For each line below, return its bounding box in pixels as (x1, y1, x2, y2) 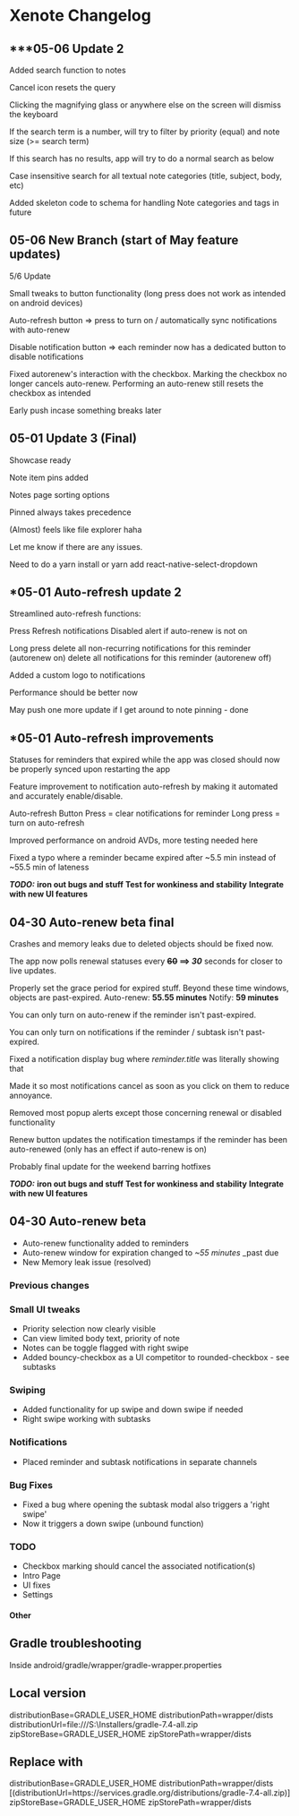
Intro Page (21, 1571, 61, 1581)
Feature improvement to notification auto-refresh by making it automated (9, 781, 278, 792)
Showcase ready (9, 454, 72, 466)
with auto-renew (9, 324, 70, 335)
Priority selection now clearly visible (21, 1323, 157, 1334)
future (9, 207, 32, 218)
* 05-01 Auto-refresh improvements (9, 731, 214, 746)
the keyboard (9, 109, 58, 119)
